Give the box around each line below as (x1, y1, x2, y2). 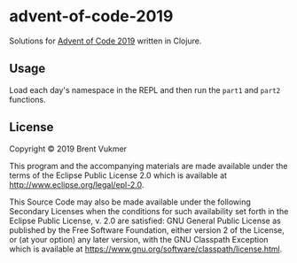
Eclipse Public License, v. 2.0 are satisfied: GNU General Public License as (9, 215, 281, 226)
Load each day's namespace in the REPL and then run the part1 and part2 (9, 84, 281, 95)
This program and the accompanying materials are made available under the (9, 160, 288, 171)
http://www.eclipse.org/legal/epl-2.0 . (9, 179, 145, 190)
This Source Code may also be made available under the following (9, 197, 251, 207)
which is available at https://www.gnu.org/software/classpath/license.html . (9, 244, 283, 254)
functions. (9, 94, 46, 104)
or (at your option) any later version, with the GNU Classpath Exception (9, 234, 269, 244)
